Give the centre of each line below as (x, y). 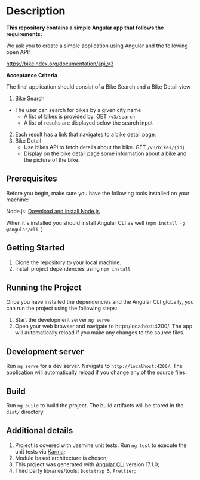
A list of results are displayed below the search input (88, 123)
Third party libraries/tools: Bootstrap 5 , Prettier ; (75, 470)
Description (36, 11)
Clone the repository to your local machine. (68, 262)
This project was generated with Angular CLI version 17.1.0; (87, 464)
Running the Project (44, 287)
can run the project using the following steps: (62, 308)
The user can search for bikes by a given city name (78, 110)
